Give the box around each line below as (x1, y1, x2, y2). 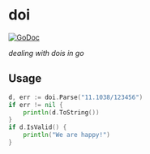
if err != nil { (8, 101, 63, 109)
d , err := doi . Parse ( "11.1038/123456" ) (8, 93, 144, 101)
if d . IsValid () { (8, 123, 67, 131)
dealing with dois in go (8, 48, 84, 58)
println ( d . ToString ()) (23, 108, 100, 117)
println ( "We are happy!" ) (23, 131, 111, 139)
